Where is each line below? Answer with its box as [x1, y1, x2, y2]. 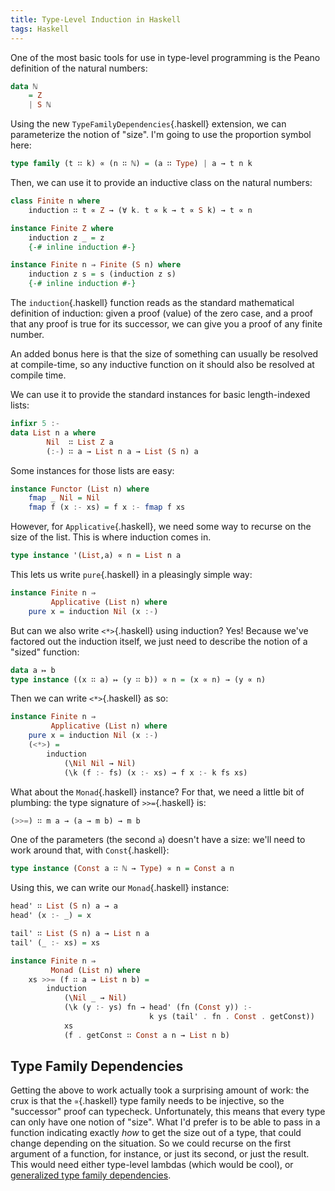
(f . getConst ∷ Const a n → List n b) [63, 1030, 230, 1040]
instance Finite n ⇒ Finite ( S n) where [10, 260, 182, 270]
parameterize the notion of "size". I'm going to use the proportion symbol [10, 129, 312, 141]
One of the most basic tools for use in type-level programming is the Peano [10, 51, 321, 63]
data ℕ [10, 81, 38, 91]
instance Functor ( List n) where [10, 484, 150, 494]
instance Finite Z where [10, 223, 114, 233]
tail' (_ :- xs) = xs [10, 937, 101, 948]
